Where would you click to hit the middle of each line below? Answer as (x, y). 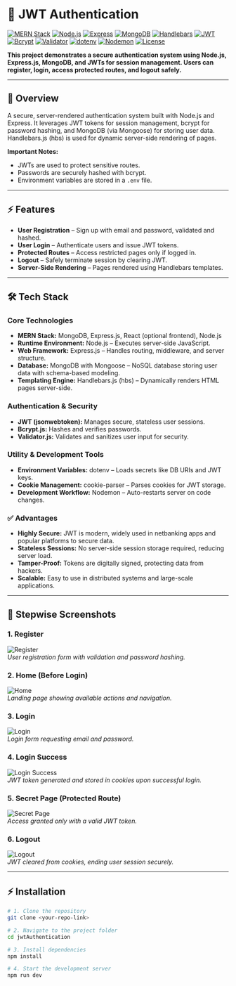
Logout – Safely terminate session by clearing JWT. (92, 260)
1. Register (26, 634)
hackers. (30, 571)
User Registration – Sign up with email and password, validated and (116, 230)
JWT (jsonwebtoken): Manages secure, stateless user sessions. (111, 422)
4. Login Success (37, 757)
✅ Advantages (33, 518)
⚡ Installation (37, 891)
